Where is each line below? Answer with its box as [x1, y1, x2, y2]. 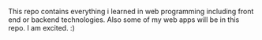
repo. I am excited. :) [8, 24, 75, 32]
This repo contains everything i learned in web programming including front [8, 7, 254, 16]
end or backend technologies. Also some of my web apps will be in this [8, 15, 240, 24]
